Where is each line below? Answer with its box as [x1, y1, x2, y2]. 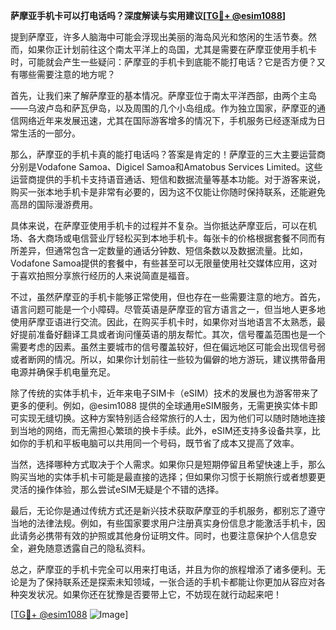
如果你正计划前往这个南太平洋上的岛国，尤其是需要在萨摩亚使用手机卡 [27, 44, 317, 55]
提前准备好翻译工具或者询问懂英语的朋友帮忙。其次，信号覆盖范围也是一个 [18, 329, 326, 340]
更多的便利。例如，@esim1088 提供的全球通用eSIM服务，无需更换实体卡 [10, 400, 310, 411]
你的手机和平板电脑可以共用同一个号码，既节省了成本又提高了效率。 [18, 437, 300, 449]
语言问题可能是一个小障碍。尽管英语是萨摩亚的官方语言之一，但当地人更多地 [10, 304, 326, 315]
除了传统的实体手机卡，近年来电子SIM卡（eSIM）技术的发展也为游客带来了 [10, 387, 319, 399]
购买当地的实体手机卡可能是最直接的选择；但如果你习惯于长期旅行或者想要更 [10, 471, 326, 483]
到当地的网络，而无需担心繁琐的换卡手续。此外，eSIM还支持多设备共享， [10, 425, 312, 436]
